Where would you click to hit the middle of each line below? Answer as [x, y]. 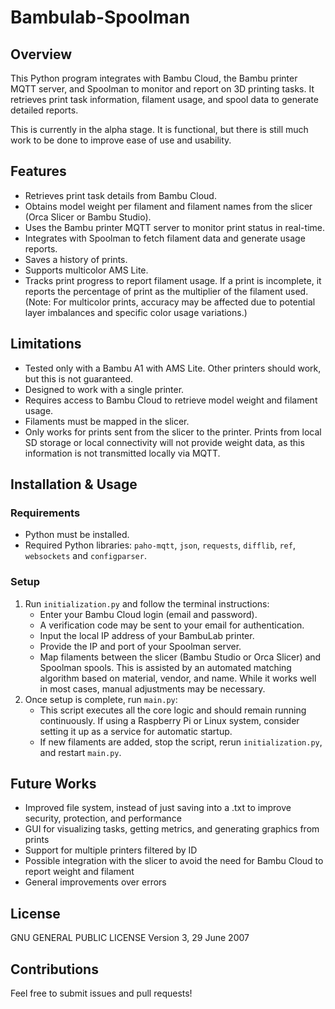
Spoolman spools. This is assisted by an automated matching [165, 667]
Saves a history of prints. [76, 259]
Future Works [53, 784]
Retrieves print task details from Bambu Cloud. [120, 195]
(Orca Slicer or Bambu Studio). [88, 217]
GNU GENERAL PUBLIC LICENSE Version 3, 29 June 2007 [130, 938]
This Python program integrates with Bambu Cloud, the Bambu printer [154, 78]
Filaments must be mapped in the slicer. [107, 421]
